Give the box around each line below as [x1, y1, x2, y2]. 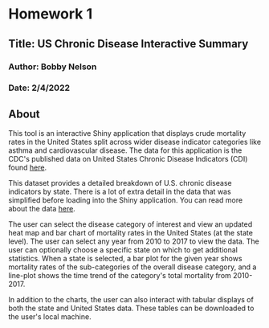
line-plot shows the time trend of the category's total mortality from [8, 271, 231, 281]
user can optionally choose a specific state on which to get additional [8, 245, 238, 255]
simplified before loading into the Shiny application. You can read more [8, 195, 243, 205]
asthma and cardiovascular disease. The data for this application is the [8, 146, 243, 155]
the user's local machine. [8, 312, 92, 322]
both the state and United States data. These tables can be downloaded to [8, 303, 255, 314]
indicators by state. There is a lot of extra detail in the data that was [8, 187, 231, 197]
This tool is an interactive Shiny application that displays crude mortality [8, 129, 247, 138]
